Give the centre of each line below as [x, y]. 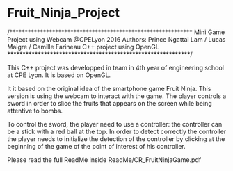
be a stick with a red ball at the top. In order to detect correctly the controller [117, 131]
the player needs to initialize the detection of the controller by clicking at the [116, 139]
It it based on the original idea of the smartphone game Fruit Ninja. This [109, 88]
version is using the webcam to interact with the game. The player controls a [117, 96]
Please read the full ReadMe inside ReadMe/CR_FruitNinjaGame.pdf [104, 160]
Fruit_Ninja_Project [64, 13]
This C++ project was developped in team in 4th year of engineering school [116, 67]
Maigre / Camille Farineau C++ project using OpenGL [83, 47]
